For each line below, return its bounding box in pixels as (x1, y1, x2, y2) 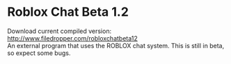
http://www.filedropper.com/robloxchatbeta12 (7, 34, 138, 42)
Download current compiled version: (7, 27, 112, 35)
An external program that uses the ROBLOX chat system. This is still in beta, (7, 41, 225, 50)
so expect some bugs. (7, 49, 71, 57)
